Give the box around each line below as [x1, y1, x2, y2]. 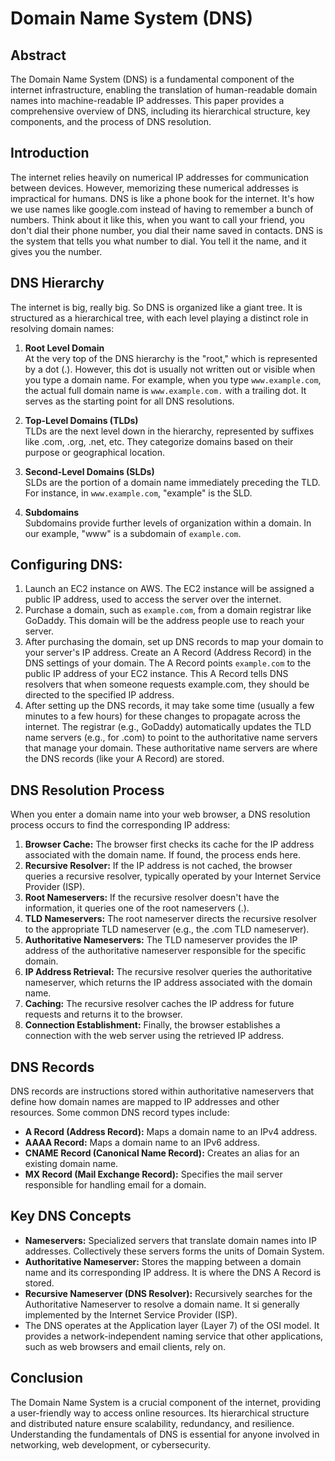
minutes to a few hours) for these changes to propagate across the [24, 710, 301, 722]
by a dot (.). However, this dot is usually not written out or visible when [24, 363, 316, 375]
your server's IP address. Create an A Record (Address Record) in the [24, 647, 312, 659]
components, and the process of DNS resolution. [10, 116, 212, 127]
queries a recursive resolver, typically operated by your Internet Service [24, 870, 322, 882]
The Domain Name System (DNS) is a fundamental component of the [10, 73, 295, 85]
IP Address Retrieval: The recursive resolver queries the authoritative [24, 966, 313, 978]
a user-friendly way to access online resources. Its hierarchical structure [10, 1407, 310, 1419]
